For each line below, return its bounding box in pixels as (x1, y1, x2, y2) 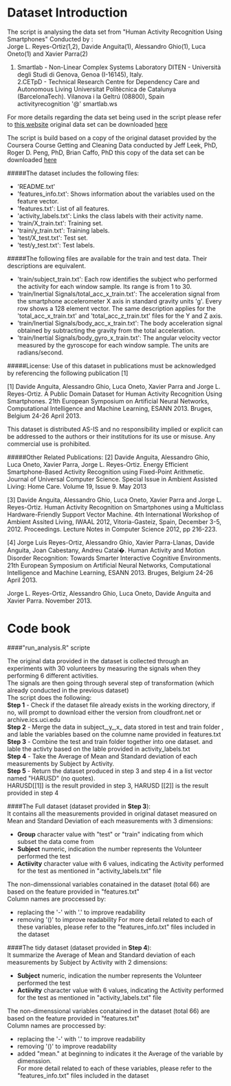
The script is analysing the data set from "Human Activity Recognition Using (7, 28, 223, 36)
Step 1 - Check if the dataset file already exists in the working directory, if (7, 701, 215, 709)
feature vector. (16, 197, 59, 205)
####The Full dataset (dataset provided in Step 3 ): (7, 802, 151, 810)
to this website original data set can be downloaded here (7, 120, 168, 128)
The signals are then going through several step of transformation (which (7, 678, 214, 687)
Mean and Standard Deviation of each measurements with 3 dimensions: (7, 816, 213, 825)
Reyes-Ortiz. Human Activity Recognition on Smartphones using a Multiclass (7, 503, 224, 511)
